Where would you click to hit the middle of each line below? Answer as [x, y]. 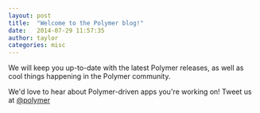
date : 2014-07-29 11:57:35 [56, 30]
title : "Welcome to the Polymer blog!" [76, 23]
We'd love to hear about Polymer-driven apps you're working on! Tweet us [130, 92]
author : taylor [33, 38]
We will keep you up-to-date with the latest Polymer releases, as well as [126, 68]
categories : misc [37, 45]
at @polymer [29, 100]
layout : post [30, 16]
